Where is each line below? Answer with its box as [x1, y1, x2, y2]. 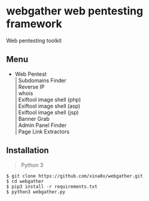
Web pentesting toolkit [6, 37, 62, 44]
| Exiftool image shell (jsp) [14, 108, 79, 116]
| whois [14, 89, 34, 97]
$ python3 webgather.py [6, 188, 66, 195]
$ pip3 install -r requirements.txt [6, 184, 98, 190]
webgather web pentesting [6, 4, 144, 18]
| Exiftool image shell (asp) [14, 102, 81, 110]
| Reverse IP [14, 83, 45, 90]
